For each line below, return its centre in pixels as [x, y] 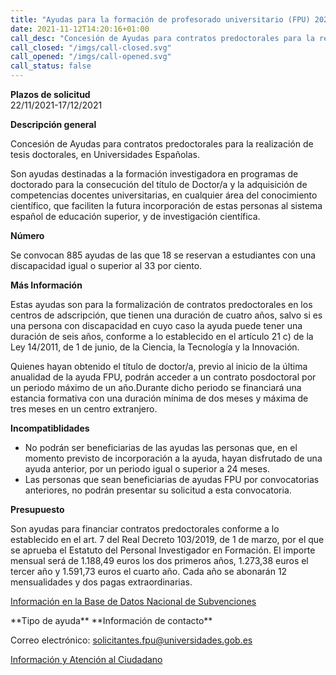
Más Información [46, 285]
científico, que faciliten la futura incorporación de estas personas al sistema [166, 205]
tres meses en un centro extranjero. [84, 409]
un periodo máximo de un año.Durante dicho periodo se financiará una [156, 387]
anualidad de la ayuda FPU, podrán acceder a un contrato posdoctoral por [163, 377]
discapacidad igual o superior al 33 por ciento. [106, 265]
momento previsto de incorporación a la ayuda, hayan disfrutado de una [173, 458]
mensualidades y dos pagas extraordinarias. [101, 582]
